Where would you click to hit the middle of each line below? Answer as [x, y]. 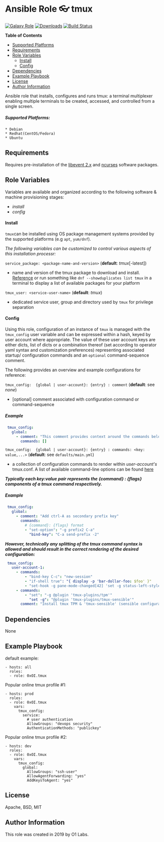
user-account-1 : [28, 568]
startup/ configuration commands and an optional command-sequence [77, 355]
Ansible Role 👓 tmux [49, 9]
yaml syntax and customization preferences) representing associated [75, 350]
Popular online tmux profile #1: [36, 684]
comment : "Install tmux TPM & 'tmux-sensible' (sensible [79, 604]
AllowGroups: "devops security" [60, 724]
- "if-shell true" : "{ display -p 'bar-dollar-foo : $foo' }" [88, 581]
